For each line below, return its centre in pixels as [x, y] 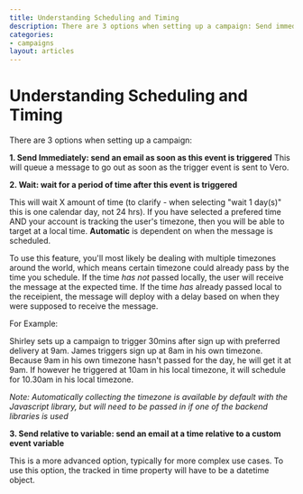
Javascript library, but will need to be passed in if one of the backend [139, 406]
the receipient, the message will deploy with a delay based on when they [144, 297]
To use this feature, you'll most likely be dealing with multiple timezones [143, 258]
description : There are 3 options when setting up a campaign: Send [141, 26]
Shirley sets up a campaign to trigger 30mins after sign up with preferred [145, 341]
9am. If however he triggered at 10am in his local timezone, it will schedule [147, 370]
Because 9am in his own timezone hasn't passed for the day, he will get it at [150, 360]
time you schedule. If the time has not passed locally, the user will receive [147, 277]
